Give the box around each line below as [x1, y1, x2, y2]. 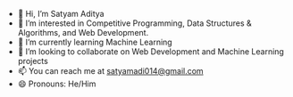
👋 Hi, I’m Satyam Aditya [17, 9, 105, 19]
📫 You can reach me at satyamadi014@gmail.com [17, 66, 204, 76]
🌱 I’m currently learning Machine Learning [17, 36, 172, 47]
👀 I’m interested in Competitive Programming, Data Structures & [17, 18, 252, 28]
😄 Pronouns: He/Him [17, 78, 96, 89]
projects [17, 56, 49, 66]
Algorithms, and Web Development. [17, 28, 149, 37]
